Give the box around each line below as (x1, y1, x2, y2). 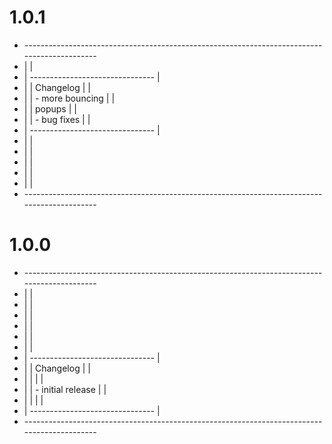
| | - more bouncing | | (23, 92, 116, 104)
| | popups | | (23, 102, 77, 115)
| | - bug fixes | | (23, 113, 91, 125)
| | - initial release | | (23, 383, 107, 395)
